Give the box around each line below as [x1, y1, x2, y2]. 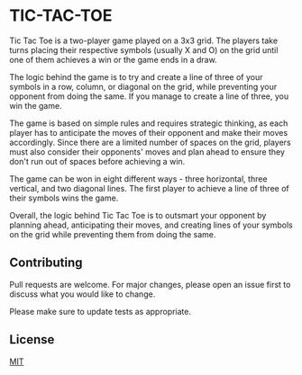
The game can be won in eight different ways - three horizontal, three [9, 173, 268, 184]
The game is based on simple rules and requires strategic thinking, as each [9, 118, 288, 129]
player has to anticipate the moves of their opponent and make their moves [9, 127, 288, 138]
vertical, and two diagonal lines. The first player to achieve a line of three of [9, 183, 290, 193]
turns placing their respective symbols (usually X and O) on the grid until [9, 44, 279, 55]
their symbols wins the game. [9, 192, 119, 203]
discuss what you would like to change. [9, 289, 156, 299]
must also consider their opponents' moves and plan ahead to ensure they [9, 146, 286, 157]
